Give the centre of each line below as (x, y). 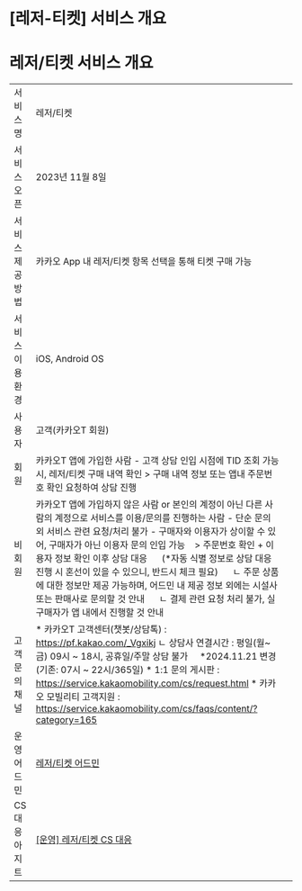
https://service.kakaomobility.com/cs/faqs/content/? (147, 709)
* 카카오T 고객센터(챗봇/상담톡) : (101, 629)
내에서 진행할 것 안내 (123, 613)
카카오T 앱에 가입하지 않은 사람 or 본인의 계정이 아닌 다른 (149, 505)
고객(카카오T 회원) (72, 430)
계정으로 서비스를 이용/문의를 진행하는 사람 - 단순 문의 (163, 518)
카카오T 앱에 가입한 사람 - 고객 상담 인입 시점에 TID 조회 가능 (157, 461)
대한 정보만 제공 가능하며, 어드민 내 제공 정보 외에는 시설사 (162, 586)
